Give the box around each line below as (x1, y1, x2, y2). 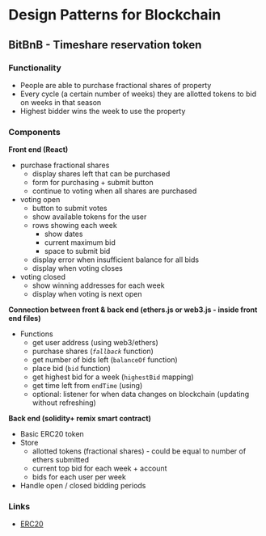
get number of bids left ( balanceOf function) (32, 355, 178, 365)
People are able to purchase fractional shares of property (19, 80, 212, 90)
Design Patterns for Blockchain (8, 6, 222, 24)
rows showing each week (32, 221, 117, 230)
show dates (44, 229, 83, 239)
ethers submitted (32, 455, 90, 465)
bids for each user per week (32, 472, 127, 482)
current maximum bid (44, 238, 116, 247)
